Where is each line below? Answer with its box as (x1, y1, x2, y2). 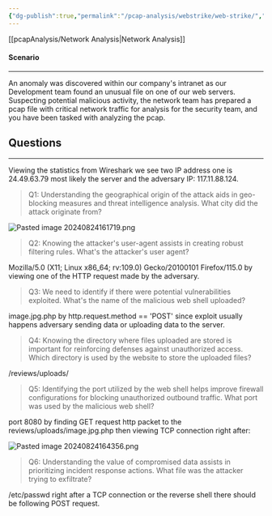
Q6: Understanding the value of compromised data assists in (28, 457, 231, 467)
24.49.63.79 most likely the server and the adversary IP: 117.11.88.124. (8, 173, 239, 183)
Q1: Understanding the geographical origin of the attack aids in (28, 190, 238, 199)
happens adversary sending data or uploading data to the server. (8, 319, 225, 329)
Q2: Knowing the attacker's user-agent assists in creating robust (28, 238, 244, 248)
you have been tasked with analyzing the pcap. (8, 113, 166, 122)
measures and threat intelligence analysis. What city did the (59, 198, 258, 207)
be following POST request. (8, 498, 100, 508)
